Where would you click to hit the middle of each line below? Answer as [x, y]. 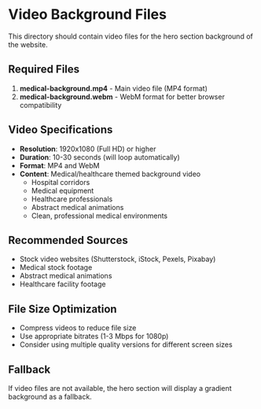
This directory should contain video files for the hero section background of [130, 36]
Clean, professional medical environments [99, 216]
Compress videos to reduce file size [78, 328]
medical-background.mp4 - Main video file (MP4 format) [114, 88]
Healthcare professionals [72, 199]
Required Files [44, 70]
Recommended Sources [68, 240]
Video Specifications [61, 130]
